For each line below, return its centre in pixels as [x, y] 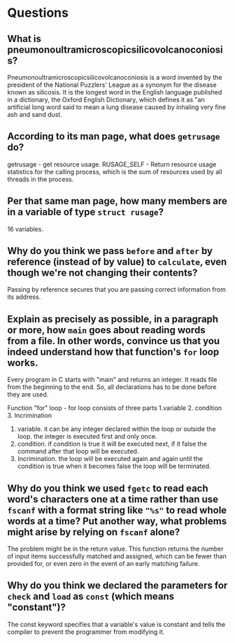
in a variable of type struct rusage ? [86, 212]
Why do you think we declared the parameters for [117, 586]
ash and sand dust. [35, 114]
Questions [38, 13]
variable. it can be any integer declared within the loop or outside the [116, 429]
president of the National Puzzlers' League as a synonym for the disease [112, 85]
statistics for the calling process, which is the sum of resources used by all [115, 171]
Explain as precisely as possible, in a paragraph [113, 319]
